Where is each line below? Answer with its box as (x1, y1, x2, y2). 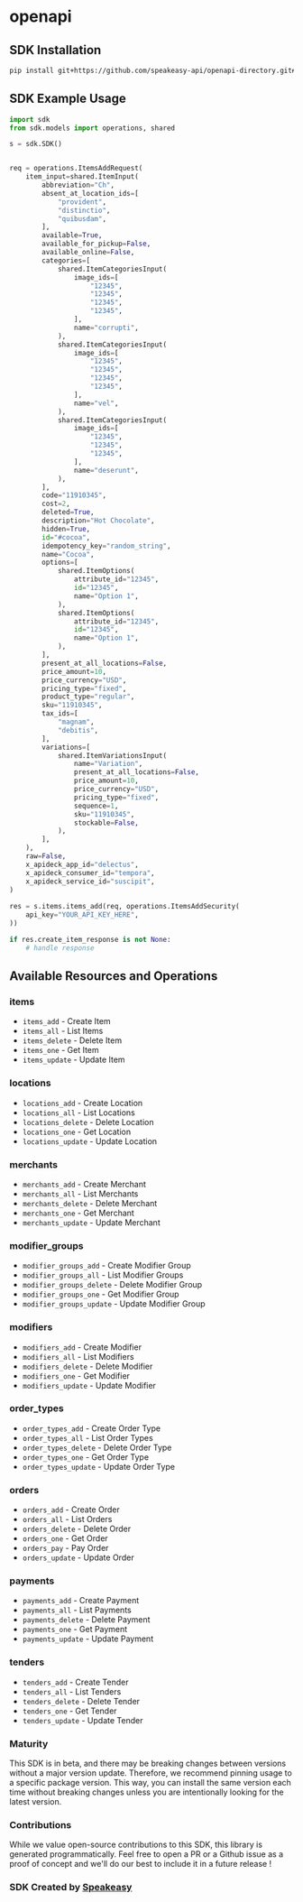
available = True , (41, 231, 103, 240)
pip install (9, 66, 54, 75)
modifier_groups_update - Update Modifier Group (22, 1298, 206, 1309)
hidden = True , (41, 524, 91, 533)
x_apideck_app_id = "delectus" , (25, 860, 140, 869)
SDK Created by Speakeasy (9, 1881, 133, 1894)
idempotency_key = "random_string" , (41, 541, 171, 550)
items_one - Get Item (22, 1045, 99, 1056)
